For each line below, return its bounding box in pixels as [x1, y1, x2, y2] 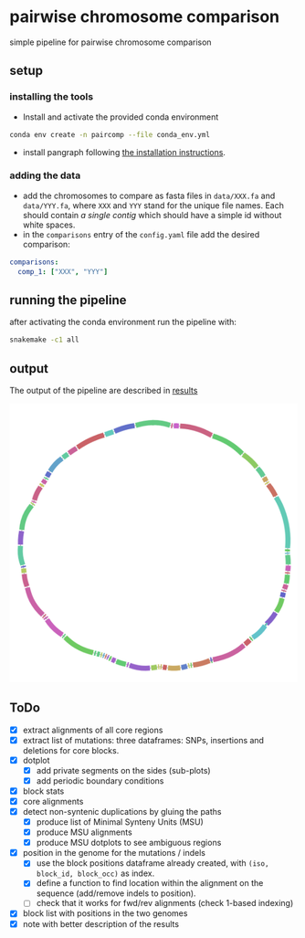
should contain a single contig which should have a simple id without [22, 209, 282, 220]
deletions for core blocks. [22, 744, 120, 755]
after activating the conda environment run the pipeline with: [9, 317, 237, 328]
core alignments [22, 796, 84, 806]
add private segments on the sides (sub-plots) [36, 764, 212, 775]
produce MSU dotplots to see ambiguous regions [36, 838, 222, 848]
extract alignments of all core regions [22, 724, 163, 735]
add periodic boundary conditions [36, 775, 164, 786]
